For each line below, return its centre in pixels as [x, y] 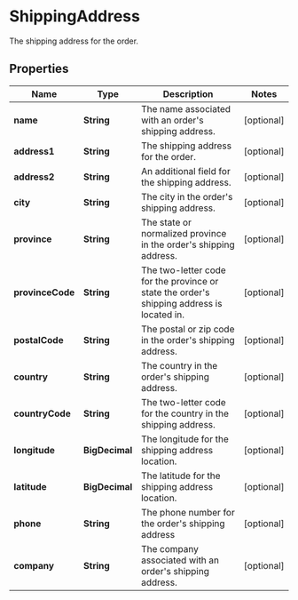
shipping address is [181, 303]
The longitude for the [184, 439]
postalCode [39, 340]
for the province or [180, 281]
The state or [166, 222]
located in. [162, 315]
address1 [34, 151]
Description [188, 93]
